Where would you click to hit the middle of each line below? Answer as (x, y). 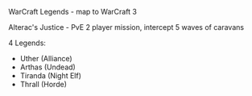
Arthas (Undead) (48, 67)
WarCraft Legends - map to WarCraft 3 (73, 12)
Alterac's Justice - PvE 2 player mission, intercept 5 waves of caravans (126, 27)
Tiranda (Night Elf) (51, 75)
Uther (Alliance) (46, 58)
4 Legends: (27, 43)
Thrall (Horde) (43, 84)
